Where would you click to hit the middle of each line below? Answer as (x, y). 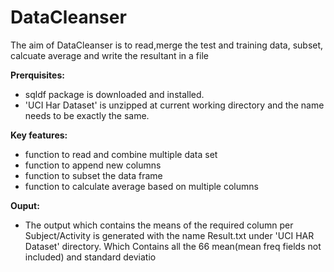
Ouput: (25, 205)
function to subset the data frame (93, 175)
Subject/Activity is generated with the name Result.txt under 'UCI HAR (169, 235)
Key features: (39, 135)
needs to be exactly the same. (87, 115)
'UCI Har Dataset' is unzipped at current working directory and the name (174, 105)
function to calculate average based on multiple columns (141, 186)
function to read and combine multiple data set (121, 154)
